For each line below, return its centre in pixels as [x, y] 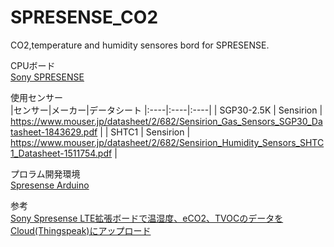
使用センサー [36, 97]
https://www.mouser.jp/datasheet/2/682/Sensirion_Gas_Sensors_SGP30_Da [166, 121]
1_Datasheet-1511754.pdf [61, 153]
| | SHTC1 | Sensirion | [145, 132]
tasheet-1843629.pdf [54, 132]
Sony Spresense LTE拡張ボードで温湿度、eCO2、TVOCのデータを [147, 218]
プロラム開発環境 [45, 173]
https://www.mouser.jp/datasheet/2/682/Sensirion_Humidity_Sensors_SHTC [167, 142]
